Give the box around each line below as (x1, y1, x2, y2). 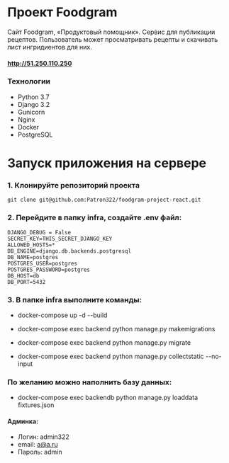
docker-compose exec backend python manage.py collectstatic (17, 352, 204, 360)
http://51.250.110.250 (7, 59, 72, 67)
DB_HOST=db (7, 272, 40, 280)
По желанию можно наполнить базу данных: (7, 377, 172, 387)
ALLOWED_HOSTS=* (7, 241, 55, 248)
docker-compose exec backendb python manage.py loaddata (17, 394, 199, 402)
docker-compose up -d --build (17, 311, 108, 319)
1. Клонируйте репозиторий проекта (7, 180, 140, 190)
